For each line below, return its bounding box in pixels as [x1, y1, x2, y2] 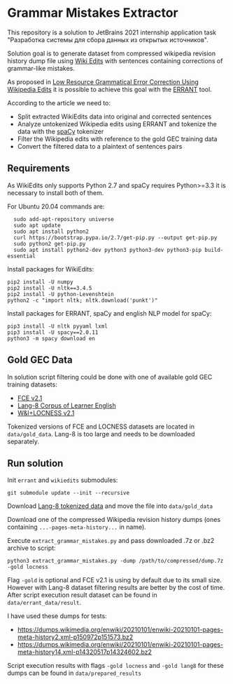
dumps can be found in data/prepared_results [7, 669, 142, 678]
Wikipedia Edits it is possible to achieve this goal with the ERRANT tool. [7, 85, 212, 93]
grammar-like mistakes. [7, 64, 76, 72]
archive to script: [7, 544, 56, 552]
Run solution [7, 457, 64, 469]
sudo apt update [13, 222, 61, 229]
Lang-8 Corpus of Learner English [17, 401, 117, 410]
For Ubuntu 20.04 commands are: [7, 202, 105, 210]
